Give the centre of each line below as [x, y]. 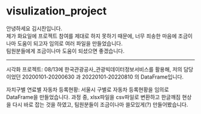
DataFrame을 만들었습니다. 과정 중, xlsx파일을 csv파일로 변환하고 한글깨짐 [93, 97]
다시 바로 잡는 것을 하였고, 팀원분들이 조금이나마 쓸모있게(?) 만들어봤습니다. [100, 104]
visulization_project [57, 11]
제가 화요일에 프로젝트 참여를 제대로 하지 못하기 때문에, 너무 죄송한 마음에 [92, 36]
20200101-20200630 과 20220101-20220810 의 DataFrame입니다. [103, 77]
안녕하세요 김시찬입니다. [34, 28]
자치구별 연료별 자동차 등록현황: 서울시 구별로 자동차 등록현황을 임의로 [88, 89]
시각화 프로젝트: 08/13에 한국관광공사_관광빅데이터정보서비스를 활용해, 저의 [94, 69]
